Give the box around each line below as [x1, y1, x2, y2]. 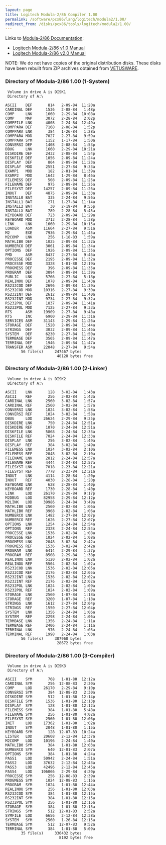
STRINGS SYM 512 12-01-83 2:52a [5, 809, 95, 814]
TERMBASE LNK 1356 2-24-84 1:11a [5, 618, 95, 624]
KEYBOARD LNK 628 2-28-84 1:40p [5, 482, 95, 487]
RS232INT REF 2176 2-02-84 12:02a [5, 579, 95, 584]
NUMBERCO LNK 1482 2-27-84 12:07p [5, 513, 95, 518]
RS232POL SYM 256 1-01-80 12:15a [5, 800, 95, 805]
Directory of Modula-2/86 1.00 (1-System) [5, 78, 110, 85]
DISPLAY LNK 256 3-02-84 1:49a [5, 438, 95, 443]
